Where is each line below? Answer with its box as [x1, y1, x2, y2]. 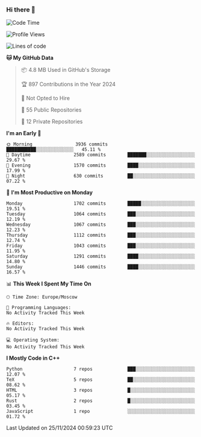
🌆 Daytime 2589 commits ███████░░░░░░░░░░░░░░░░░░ [6, 152, 196, 158]
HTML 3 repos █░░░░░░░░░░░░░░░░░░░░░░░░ [6, 388, 196, 394]
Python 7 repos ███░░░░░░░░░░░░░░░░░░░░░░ [6, 366, 196, 372]
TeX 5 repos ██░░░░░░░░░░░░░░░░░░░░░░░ [6, 377, 196, 383]
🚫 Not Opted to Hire [20, 95, 70, 102]
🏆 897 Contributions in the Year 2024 [20, 81, 116, 88]
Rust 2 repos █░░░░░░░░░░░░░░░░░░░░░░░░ [6, 398, 196, 404]
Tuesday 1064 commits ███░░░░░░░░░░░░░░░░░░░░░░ [6, 211, 196, 217]
